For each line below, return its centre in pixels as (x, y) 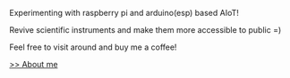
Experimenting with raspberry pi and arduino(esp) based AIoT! (124, 13)
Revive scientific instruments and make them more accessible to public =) (145, 30)
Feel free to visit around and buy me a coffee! (93, 47)
